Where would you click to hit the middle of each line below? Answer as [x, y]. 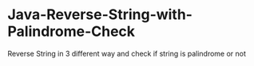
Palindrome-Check [71, 31]
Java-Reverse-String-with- [100, 15]
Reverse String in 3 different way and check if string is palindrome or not [127, 53]
